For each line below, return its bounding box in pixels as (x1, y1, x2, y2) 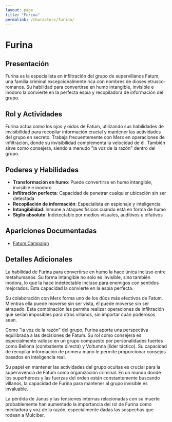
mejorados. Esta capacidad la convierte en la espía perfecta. (5, 285, 133, 291)
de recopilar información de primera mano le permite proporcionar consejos (5, 348, 166, 354)
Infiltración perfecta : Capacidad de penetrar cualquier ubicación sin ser (12, 190, 166, 196)
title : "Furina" (5, 12, 40, 17)
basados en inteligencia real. (5, 354, 66, 360)
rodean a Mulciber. (5, 412, 45, 418)
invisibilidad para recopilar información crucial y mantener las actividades (5, 129, 161, 135)
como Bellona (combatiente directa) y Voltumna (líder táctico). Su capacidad (5, 343, 167, 349)
